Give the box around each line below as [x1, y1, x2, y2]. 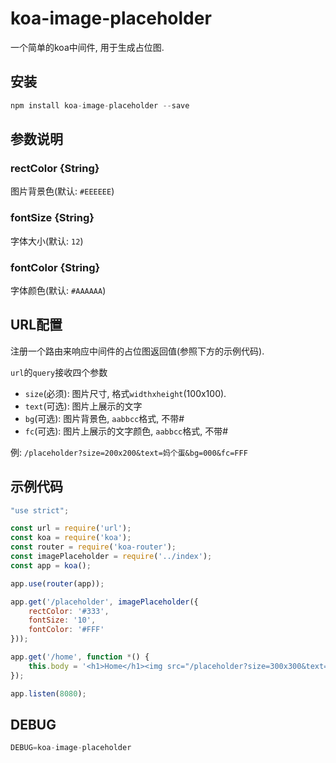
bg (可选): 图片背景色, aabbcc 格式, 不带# [24, 412, 185, 424]
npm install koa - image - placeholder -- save [10, 100, 190, 111]
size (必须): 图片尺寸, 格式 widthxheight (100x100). [24, 387, 227, 399]
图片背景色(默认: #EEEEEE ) [10, 185, 115, 197]
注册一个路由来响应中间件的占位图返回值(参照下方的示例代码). [10, 345, 265, 357]
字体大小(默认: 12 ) [10, 235, 84, 247]
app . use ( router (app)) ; [10, 578, 105, 589]
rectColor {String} [10, 161, 100, 175]
